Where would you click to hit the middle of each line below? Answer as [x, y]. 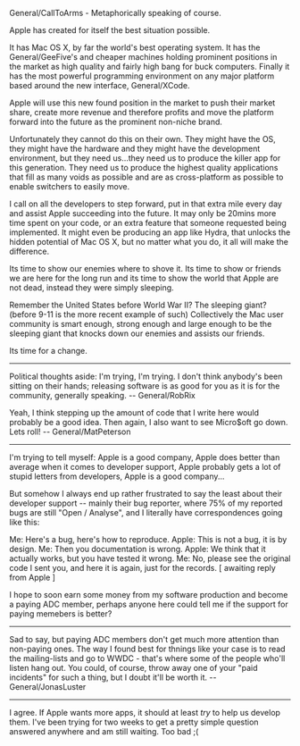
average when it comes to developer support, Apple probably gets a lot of [145, 467]
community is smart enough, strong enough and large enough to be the [141, 324]
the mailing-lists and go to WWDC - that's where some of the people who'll [147, 658]
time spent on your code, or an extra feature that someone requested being [148, 223]
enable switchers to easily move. [70, 186]
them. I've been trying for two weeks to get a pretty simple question [134, 722]
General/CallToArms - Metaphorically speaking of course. [115, 13]
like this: [25, 522]
